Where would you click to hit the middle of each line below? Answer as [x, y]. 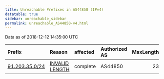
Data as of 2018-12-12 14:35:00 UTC [41, 37]
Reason [59, 52]
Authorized [114, 49]
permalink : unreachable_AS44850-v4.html [47, 23]
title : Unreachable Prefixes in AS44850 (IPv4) [54, 10]
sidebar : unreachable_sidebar [36, 19]
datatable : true [21, 14]
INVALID [59, 63]
